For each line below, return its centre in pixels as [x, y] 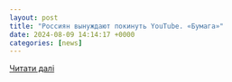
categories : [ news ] [46, 43]
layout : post [34, 18]
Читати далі [32, 68]
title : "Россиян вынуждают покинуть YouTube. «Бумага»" [116, 26]
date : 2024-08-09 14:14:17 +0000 [72, 34]
